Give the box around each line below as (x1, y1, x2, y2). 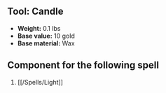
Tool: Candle (7, 6, 64, 17)
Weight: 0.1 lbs (17, 24, 61, 32)
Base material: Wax (17, 38, 75, 48)
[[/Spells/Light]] (17, 78, 63, 86)
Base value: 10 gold (17, 31, 75, 40)
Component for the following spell (7, 59, 160, 71)
